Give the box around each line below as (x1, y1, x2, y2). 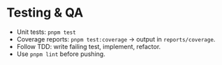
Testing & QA (6, 5, 84, 21)
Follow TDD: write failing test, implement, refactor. (16, 42, 161, 50)
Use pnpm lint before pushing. (16, 50, 105, 58)
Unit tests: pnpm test (16, 28, 76, 36)
